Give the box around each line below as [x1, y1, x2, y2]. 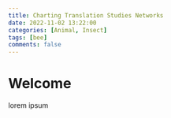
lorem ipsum [8, 101, 49, 110]
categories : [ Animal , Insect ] [8, 26, 108, 34]
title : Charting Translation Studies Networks [8, 11, 164, 20]
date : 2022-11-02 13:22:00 [8, 19, 97, 27]
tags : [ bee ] [8, 33, 47, 42]
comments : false [8, 41, 61, 49]
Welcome [8, 75, 72, 93]
